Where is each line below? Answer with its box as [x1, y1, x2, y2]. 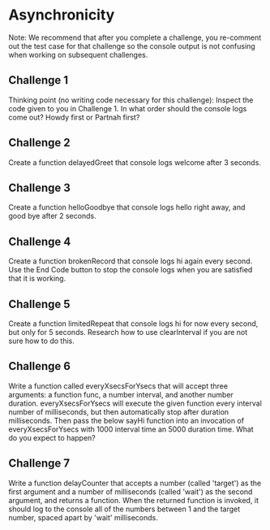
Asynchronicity [8, 6, 115, 24]
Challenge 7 [8, 457, 71, 471]
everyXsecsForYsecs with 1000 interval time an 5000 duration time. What [8, 424, 254, 434]
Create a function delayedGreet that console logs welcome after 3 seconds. [8, 157, 262, 167]
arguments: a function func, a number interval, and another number [8, 389, 234, 399]
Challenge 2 [8, 136, 71, 150]
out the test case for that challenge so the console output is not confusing [8, 41, 255, 50]
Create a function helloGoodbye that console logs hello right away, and [8, 202, 246, 212]
